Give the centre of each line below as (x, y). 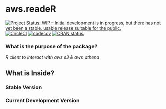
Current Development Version (43, 101)
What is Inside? (30, 73)
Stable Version (24, 87)
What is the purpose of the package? (51, 46)
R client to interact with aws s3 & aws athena (52, 57)
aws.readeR (31, 9)
